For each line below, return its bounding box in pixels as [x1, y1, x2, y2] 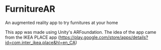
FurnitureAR [5, 3, 55, 15]
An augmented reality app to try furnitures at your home [5, 20, 118, 25]
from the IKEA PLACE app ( [5, 34, 60, 40]
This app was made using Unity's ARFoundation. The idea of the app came [5, 29, 157, 35]
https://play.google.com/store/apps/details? [59, 34, 148, 40]
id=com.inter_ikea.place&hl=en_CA [5, 39, 76, 45]
